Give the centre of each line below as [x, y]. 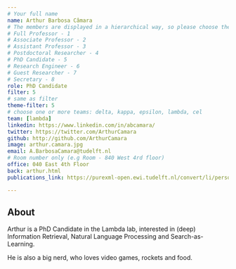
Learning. [21, 244]
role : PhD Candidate [38, 86]
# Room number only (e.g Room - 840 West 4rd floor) [86, 158]
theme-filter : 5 [31, 106]
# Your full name [33, 14]
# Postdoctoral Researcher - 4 [53, 54]
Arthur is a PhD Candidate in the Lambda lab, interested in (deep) [101, 229]
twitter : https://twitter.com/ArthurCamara [72, 132]
